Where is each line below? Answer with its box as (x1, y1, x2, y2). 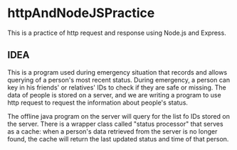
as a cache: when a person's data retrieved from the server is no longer (7, 127, 218, 136)
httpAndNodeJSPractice (7, 5, 155, 21)
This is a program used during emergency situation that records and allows (7, 68, 228, 76)
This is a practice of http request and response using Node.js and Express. (7, 28, 226, 37)
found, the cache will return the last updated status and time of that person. (7, 134, 229, 143)
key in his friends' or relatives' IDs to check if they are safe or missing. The (7, 83, 226, 92)
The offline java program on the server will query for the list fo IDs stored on (7, 112, 230, 120)
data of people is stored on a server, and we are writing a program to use (7, 90, 222, 99)
